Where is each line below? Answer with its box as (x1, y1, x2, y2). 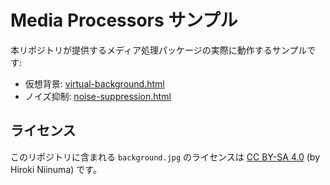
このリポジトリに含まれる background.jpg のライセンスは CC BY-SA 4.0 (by (10, 151, 321, 163)
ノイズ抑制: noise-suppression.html (24, 90, 172, 102)
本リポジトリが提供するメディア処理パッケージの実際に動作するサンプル (10, 44, 308, 56)
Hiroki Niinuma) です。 (10, 163, 102, 175)
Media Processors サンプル (10, 9, 238, 32)
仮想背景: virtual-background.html (24, 77, 165, 90)
